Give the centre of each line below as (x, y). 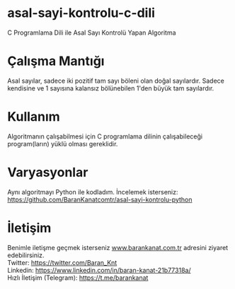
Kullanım (34, 117)
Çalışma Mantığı (56, 61)
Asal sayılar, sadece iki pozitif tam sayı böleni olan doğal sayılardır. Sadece (116, 81)
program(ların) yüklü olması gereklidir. (63, 143)
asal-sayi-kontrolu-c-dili (81, 13)
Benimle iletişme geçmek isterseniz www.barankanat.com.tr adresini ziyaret (118, 247)
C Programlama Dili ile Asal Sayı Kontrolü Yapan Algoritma (92, 33)
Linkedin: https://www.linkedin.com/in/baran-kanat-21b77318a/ (99, 270)
